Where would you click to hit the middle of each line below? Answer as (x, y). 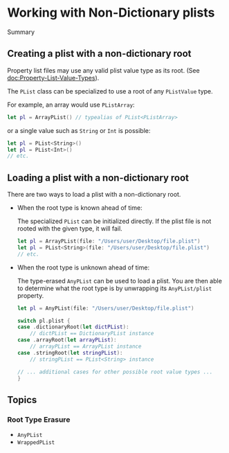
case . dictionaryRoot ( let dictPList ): (73, 327)
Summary (21, 32)
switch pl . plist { (44, 321)
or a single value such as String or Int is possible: (79, 130)
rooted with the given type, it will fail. (70, 229)
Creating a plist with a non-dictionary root (99, 54)
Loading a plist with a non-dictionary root (98, 178)
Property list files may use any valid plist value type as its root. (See (103, 70)
